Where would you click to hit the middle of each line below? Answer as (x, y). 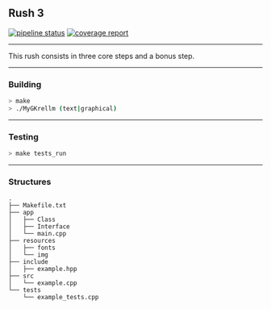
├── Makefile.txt (38, 206)
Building (25, 84)
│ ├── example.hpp (43, 269)
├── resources (32, 241)
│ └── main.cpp (38, 234)
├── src (21, 276)
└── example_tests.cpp (61, 298)
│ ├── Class (32, 220)
